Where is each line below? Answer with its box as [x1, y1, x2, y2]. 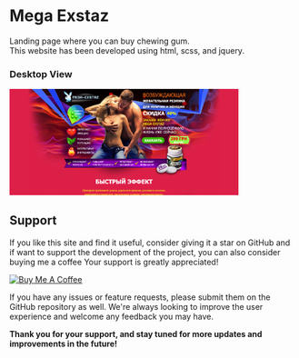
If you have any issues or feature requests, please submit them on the [9, 292, 271, 303]
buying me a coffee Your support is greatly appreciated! [9, 256, 219, 267]
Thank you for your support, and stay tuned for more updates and [9, 328, 263, 339]
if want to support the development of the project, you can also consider [9, 246, 281, 257]
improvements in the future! [9, 338, 118, 349]
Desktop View [9, 67, 73, 80]
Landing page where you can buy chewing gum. [9, 35, 191, 46]
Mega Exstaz [9, 5, 109, 26]
